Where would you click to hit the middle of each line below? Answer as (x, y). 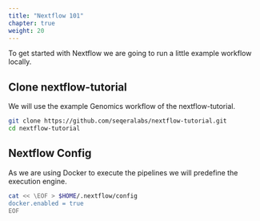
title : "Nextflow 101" (46, 16)
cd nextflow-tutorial (44, 129)
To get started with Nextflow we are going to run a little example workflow (130, 54)
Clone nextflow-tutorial (68, 87)
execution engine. (38, 181)
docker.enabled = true (46, 203)
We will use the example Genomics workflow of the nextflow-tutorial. (122, 106)
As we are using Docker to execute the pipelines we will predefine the (123, 172)
